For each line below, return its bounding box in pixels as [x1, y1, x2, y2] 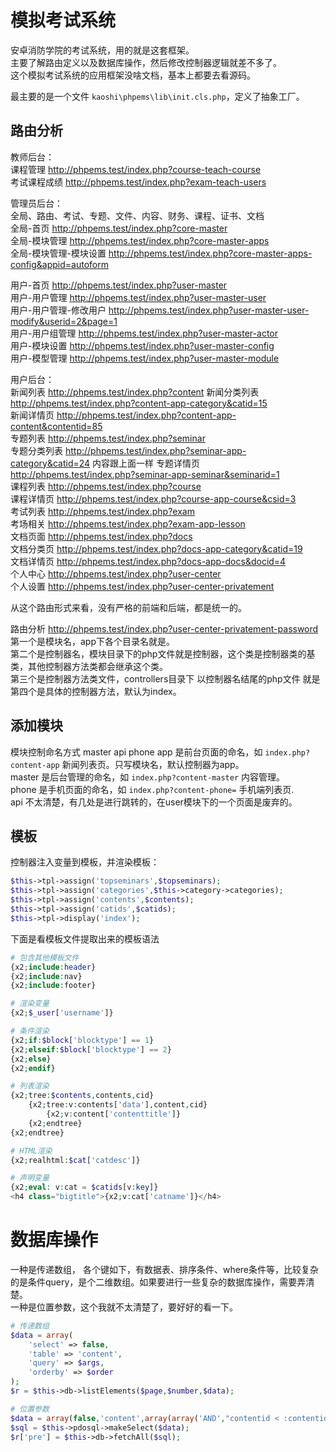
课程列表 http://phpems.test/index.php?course [10, 480, 202, 492]
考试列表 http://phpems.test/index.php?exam [10, 505, 195, 517]
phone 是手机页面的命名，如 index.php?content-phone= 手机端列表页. [10, 783, 295, 795]
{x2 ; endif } [10, 1063, 56, 1073]
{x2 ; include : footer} [10, 981, 97, 991]
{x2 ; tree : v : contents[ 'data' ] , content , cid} [28, 1100, 208, 1110]
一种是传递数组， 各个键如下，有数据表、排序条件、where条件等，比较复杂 [10, 1263, 320, 1275]
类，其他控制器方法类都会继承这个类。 [10, 660, 168, 672]
